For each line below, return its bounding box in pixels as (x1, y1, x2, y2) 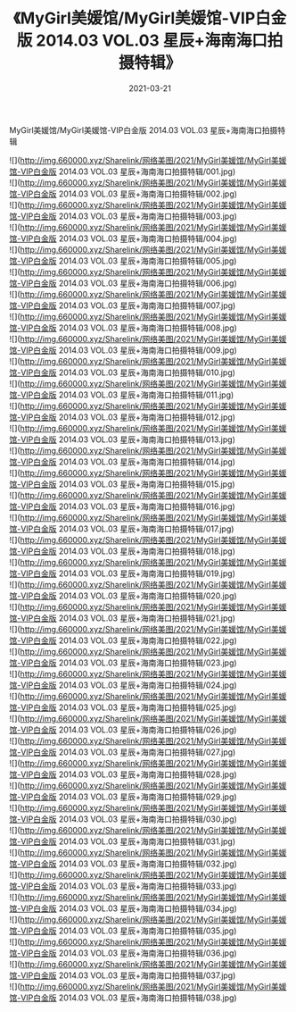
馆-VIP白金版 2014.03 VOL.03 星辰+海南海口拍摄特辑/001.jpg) (9, 166, 236, 177)
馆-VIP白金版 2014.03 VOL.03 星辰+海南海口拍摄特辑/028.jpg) (9, 769, 238, 780)
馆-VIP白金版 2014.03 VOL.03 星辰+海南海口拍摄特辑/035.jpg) (9, 925, 237, 936)
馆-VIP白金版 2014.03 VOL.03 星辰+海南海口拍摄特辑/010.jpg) (9, 367, 236, 378)
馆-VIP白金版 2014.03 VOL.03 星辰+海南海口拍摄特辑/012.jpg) (9, 412, 236, 422)
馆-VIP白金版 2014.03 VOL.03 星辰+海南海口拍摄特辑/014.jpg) (9, 456, 236, 467)
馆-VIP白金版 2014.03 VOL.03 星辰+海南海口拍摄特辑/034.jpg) (9, 903, 238, 914)
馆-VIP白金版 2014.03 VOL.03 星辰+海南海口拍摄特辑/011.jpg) (9, 389, 234, 400)
